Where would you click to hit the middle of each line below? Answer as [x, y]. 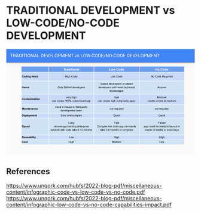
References [28, 171]
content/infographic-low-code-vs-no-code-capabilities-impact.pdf [89, 205]
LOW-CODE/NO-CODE [63, 23]
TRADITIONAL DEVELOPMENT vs [91, 10]
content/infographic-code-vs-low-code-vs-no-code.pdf [76, 192]
